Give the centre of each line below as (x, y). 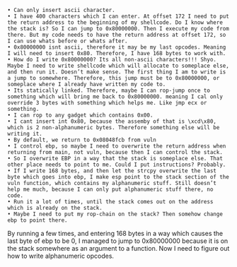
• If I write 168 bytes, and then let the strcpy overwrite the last (112, 171)
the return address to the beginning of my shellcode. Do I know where (115, 23)
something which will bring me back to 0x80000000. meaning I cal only (115, 97)
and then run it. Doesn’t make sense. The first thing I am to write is (117, 72)
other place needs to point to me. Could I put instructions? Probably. (117, 165)
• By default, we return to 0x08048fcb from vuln (82, 140)
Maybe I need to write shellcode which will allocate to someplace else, (118, 66)
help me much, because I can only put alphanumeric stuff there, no (110, 189)
